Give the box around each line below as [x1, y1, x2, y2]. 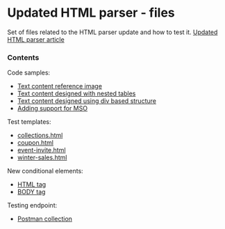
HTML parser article [7, 35, 65, 43]
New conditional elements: [7, 167, 83, 175]
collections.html [17, 131, 63, 140]
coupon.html [17, 139, 54, 147]
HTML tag [17, 180, 47, 189]
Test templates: [7, 118, 51, 126]
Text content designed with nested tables [17, 89, 136, 98]
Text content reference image [17, 82, 103, 90]
